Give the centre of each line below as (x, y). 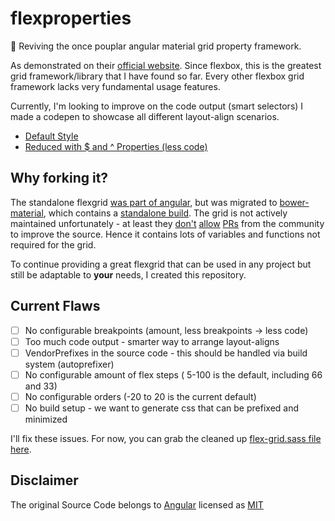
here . (21, 449)
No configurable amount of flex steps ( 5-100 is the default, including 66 (173, 374)
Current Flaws (55, 306)
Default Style (51, 136)
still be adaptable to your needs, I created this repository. (128, 274)
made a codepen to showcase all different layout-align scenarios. (145, 116)
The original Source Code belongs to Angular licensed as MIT (137, 504)
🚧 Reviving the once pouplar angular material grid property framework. (156, 46)
